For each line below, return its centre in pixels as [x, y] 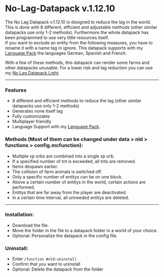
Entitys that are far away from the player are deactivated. [69, 192]
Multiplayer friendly [32, 121]
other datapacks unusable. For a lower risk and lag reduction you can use [79, 68]
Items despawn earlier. [35, 166]
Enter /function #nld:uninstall [44, 259]
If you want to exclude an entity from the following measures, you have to [79, 42]
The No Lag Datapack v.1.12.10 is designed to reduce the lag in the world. [78, 22]
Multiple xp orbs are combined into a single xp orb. [63, 156]
